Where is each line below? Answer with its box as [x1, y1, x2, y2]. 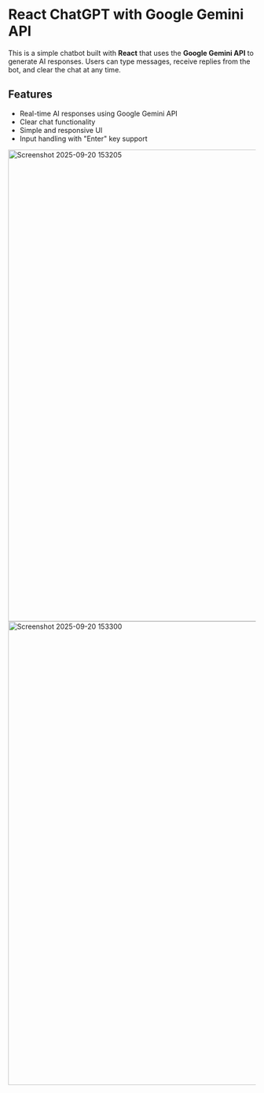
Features [8, 88, 53, 102]
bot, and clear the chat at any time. [8, 65, 122, 74]
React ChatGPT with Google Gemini [8, 6, 244, 24]
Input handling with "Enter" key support [19, 134, 148, 143]
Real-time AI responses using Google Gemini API [19, 109, 178, 118]
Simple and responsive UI [19, 125, 103, 135]
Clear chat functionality [19, 116, 96, 127]
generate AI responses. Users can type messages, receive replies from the [8, 57, 251, 66]
